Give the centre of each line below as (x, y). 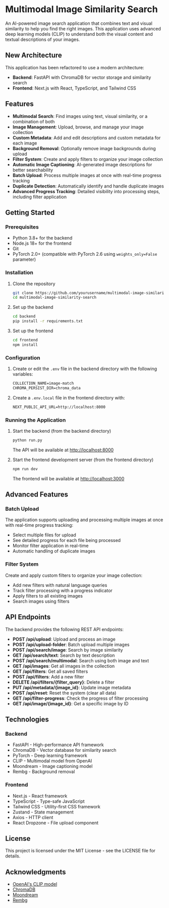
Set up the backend (33, 307)
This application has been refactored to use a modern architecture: (75, 67)
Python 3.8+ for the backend (42, 238)
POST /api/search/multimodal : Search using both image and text (81, 660)
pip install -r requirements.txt (48, 321)
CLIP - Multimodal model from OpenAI (52, 761)
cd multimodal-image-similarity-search (54, 298)
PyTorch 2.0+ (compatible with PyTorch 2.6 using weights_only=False (85, 254)
